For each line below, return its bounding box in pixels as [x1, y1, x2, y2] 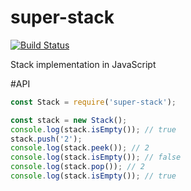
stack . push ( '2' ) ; [10, 134, 83, 144]
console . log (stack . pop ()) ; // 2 [10, 162, 145, 172]
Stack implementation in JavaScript [10, 58, 157, 70]
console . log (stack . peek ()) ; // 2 [10, 143, 150, 153]
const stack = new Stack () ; [10, 115, 128, 125]
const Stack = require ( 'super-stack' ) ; [10, 97, 177, 107]
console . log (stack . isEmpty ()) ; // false [10, 152, 182, 163]
